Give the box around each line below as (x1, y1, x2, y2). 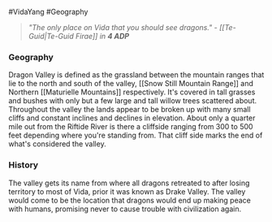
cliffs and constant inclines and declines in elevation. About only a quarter (8, 113, 256, 123)
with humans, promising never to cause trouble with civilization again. (8, 203, 242, 214)
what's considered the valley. (8, 139, 107, 149)
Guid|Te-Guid (28, 32, 75, 41)
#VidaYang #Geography (8, 7, 89, 16)
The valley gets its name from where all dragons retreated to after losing (8, 178, 250, 188)
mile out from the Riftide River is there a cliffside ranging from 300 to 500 (8, 122, 253, 132)
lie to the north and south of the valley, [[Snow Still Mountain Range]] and (8, 79, 253, 89)
